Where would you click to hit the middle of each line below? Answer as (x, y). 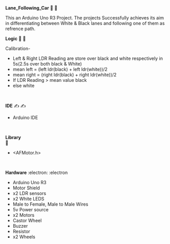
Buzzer (20, 226)
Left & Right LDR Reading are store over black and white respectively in (88, 58)
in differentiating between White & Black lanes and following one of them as (85, 23)
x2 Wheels (24, 237)
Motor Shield (26, 188)
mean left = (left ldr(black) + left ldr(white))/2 (60, 69)
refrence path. (20, 29)
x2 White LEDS (28, 199)
